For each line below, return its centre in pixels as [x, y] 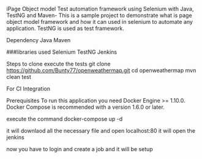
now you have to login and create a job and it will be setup [80, 149]
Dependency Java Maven [39, 40]
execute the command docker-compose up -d [65, 119]
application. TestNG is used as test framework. [65, 28]
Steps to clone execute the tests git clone [59, 64]
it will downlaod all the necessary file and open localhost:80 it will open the [101, 131]
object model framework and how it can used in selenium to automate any [99, 22]
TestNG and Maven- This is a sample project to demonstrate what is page [99, 15]
